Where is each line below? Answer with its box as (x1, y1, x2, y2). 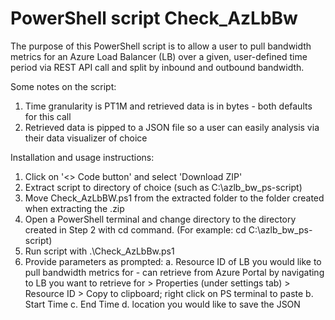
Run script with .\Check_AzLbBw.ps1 (24, 245, 175, 257)
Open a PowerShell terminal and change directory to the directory (24, 213, 297, 225)
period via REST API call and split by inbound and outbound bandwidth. (10, 61, 305, 73)
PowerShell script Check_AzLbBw (10, 7, 298, 30)
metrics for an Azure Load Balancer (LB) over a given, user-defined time (10, 50, 308, 62)
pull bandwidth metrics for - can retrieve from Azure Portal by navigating (24, 266, 325, 278)
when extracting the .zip (24, 202, 125, 214)
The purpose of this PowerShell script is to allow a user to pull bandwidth (10, 40, 312, 52)
